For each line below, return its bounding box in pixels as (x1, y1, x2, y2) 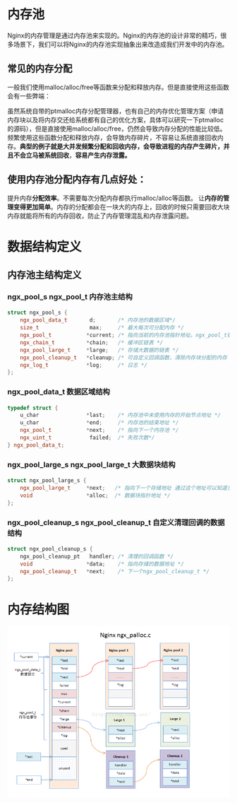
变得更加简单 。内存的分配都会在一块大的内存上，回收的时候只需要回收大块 (13, 202, 230, 211)
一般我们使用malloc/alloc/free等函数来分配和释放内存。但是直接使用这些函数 (7, 83, 229, 91)
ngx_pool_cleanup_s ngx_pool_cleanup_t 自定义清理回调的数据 (7, 517, 225, 527)
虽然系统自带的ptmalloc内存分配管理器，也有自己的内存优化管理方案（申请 (7, 107, 224, 115)
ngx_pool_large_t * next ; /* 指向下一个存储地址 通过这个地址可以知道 (20, 485, 228, 492)
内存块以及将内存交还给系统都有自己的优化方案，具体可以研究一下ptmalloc (7, 115, 224, 124)
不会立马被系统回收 (13, 151, 69, 159)
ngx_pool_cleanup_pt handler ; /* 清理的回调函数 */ (20, 553, 174, 560)
